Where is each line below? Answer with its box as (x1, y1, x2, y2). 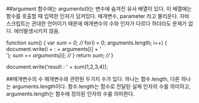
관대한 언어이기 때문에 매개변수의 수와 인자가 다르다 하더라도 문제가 (31, 20, 187, 27)
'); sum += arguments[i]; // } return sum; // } (6, 52, 114, 59)
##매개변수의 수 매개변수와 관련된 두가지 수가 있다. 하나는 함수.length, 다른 (6, 76, 180, 82)
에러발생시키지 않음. (14, 27, 61, 34)
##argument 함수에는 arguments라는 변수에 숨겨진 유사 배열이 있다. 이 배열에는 (6, 5, 192, 12)
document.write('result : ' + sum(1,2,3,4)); (6, 63, 108, 70)
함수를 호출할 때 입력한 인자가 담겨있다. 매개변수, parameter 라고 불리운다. (6, 12, 179, 20)
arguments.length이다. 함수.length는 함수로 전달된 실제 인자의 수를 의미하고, (12, 83, 191, 90)
